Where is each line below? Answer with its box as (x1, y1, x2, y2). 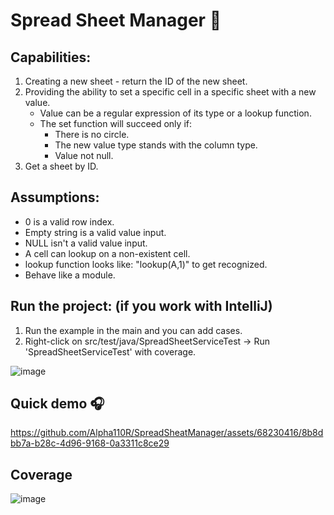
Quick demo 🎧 (10, 395, 105, 413)
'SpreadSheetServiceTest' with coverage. (24, 345, 197, 358)
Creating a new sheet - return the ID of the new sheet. (24, 75, 248, 87)
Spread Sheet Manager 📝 (10, 9, 222, 32)
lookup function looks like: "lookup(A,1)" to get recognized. (24, 258, 268, 270)
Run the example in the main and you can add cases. (24, 324, 243, 336)
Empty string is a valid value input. (24, 226, 167, 238)
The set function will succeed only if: (39, 118, 192, 129)
